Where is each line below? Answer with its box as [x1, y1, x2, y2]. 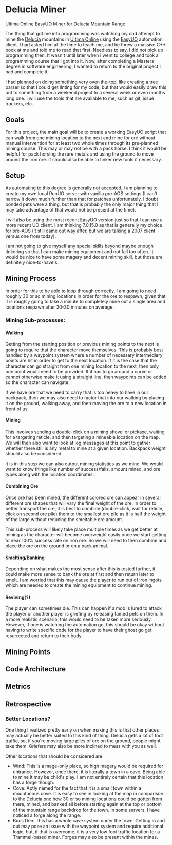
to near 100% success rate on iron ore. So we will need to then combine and [5, 537, 167, 543]
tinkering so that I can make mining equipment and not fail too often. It [5, 248, 154, 255]
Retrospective [5, 700, 51, 708]
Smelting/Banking [5, 554, 45, 561]
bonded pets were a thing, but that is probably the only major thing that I [5, 201, 159, 207]
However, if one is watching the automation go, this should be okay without [5, 622, 164, 628]
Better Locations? [5, 715, 51, 722]
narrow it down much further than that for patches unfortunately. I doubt [5, 196, 158, 202]
